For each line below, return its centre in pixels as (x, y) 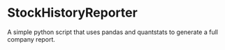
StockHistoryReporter (72, 13)
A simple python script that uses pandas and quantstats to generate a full (113, 32)
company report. (31, 39)
